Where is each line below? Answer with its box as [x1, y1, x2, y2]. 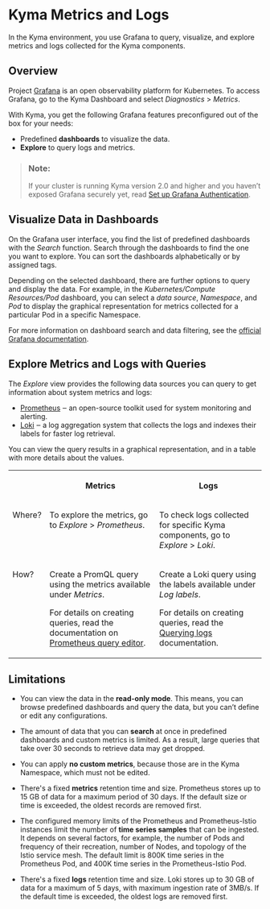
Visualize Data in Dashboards [8, 213, 159, 226]
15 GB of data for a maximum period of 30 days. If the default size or [19, 792, 247, 802]
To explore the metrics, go [49, 509, 149, 521]
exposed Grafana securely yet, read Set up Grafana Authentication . [27, 189, 251, 199]
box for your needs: [8, 118, 74, 128]
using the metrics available [49, 579, 151, 590]
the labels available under [159, 579, 256, 590]
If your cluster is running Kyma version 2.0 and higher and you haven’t [27, 181, 261, 191]
